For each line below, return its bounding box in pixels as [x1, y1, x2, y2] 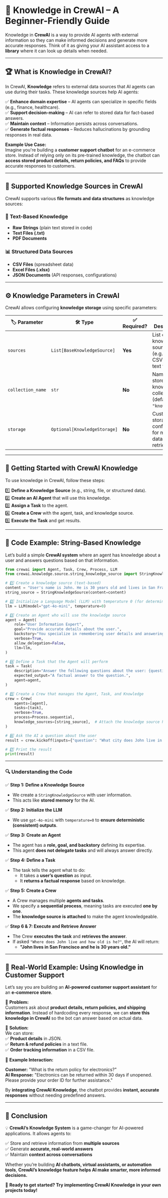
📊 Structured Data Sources [5, 248, 73, 255]
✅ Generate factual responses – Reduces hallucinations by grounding [5, 126, 150, 132]
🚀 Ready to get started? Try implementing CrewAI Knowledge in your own [5, 1182, 161, 1188]
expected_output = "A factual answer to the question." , [14, 673, 131, 678]
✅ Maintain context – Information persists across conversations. [5, 120, 138, 126]
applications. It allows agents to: [5, 1131, 71, 1137]
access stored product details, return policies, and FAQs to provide [5, 158, 146, 164]
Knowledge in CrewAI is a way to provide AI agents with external [5, 32, 138, 38]
